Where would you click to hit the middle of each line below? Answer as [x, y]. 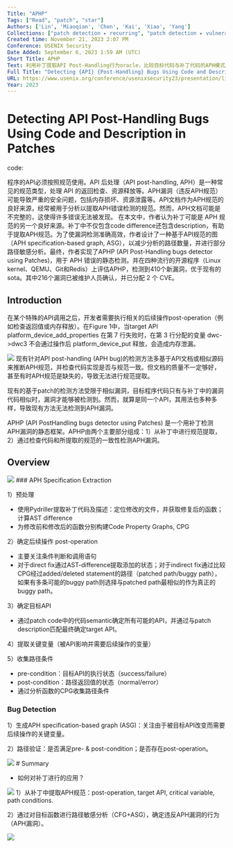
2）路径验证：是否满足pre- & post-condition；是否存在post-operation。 [110, 749]
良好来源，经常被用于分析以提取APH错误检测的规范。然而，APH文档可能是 [114, 209]
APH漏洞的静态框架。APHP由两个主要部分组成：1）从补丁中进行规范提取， [114, 431]
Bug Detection [32, 709]
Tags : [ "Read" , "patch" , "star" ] [55, 20]
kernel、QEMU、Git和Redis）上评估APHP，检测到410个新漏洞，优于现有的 [114, 269]
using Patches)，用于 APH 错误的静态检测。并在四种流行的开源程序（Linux [114, 261]
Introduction [35, 300]
